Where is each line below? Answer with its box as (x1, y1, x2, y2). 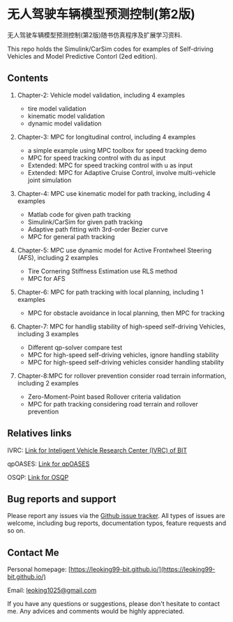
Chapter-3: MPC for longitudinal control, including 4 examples (17, 132, 196, 141)
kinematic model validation (27, 112, 105, 120)
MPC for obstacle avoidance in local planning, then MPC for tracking (27, 308, 225, 317)
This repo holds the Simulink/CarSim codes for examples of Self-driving (7, 45, 214, 53)
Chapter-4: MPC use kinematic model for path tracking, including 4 (17, 189, 211, 197)
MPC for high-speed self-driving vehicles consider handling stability (27, 358, 225, 366)
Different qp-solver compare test (27, 343, 123, 351)
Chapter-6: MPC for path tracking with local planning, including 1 (17, 287, 204, 296)
